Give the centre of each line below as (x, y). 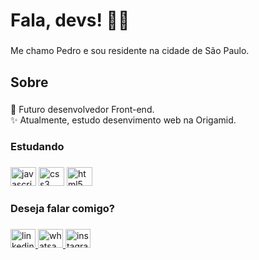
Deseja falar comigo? (62, 209)
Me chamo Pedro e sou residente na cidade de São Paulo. (130, 51)
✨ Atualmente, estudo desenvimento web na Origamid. (123, 120)
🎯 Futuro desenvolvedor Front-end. (82, 110)
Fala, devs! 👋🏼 (70, 20)
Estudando (37, 147)
